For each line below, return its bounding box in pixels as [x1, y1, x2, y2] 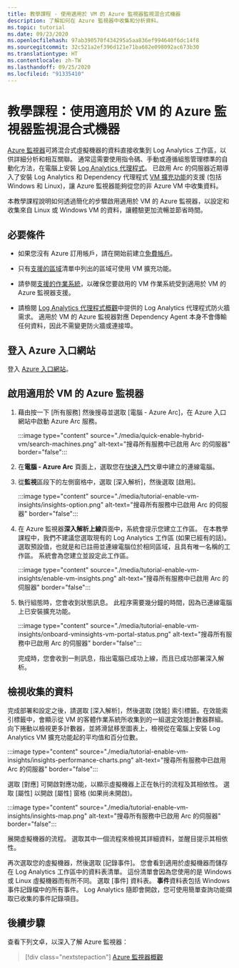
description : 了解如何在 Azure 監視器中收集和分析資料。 [7, 17, 162, 24]
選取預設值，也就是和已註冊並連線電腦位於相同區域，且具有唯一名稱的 [17, 542, 225, 551]
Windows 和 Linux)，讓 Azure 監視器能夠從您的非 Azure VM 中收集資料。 [7, 181, 223, 190]
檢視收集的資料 [7, 686, 73, 698]
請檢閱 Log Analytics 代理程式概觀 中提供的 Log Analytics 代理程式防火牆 [17, 304, 230, 312]
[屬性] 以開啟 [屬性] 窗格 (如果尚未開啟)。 [15, 789, 137, 797]
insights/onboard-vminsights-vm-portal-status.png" [17, 629, 171, 638]
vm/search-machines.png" [17, 439, 97, 448]
